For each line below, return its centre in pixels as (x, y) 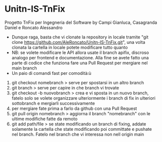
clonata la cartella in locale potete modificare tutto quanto (70, 47)
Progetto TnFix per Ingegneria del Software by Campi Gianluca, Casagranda (81, 22)
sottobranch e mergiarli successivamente (53, 103)
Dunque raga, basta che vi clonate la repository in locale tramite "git (80, 37)
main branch (24, 68)
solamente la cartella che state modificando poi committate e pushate (82, 129)
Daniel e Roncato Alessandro (34, 27)
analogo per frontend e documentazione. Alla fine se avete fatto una (80, 57)
